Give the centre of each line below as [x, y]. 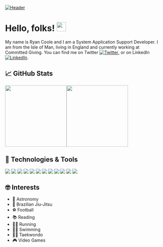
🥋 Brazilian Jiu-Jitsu [32, 204]
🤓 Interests [23, 187]
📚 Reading [24, 217]
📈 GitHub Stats [29, 74]
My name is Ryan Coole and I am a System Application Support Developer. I [81, 42]
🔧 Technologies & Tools [41, 160]
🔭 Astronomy [25, 199]
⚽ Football [23, 210]
